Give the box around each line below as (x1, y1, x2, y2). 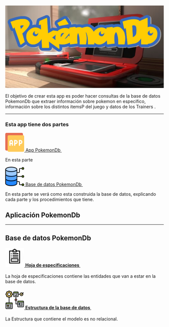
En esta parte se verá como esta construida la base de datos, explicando (5, 191, 156, 197)
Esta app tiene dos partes (5, 121, 69, 128)
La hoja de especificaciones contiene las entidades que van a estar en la (5, 273, 156, 279)
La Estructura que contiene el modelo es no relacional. (5, 316, 118, 322)
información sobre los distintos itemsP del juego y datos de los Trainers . (5, 104, 156, 110)
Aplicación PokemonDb (5, 211, 80, 219)
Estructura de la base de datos (25, 305, 91, 311)
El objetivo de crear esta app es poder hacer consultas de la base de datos (5, 93, 161, 99)
